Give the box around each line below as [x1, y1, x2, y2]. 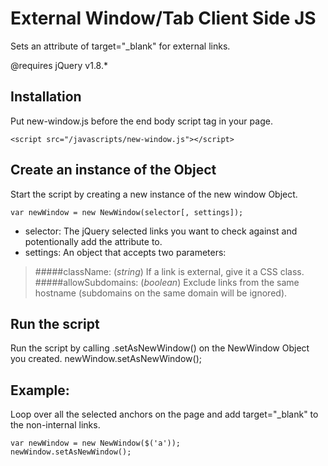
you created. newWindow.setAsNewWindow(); [10, 353, 202, 365]
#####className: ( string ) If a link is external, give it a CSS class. [34, 265, 305, 277]
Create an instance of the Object [10, 162, 217, 179]
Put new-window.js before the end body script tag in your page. [10, 115, 273, 127]
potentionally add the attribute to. [24, 235, 163, 247]
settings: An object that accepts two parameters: [24, 246, 227, 258]
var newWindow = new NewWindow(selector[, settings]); [10, 207, 244, 217]
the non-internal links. [10, 419, 101, 431]
